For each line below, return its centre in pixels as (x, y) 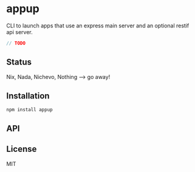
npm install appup (29, 110)
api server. (19, 32)
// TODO (16, 43)
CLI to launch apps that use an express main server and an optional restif (98, 26)
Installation (28, 96)
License (22, 149)
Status (19, 62)
